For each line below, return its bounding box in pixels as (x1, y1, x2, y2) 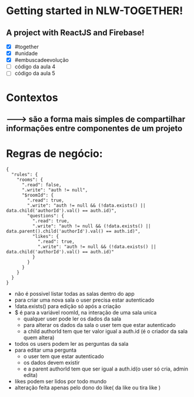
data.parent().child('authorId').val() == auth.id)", (6, 228, 141, 234)
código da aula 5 (14, 70, 56, 77)
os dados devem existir (23, 359, 80, 366)
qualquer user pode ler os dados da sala (23, 315, 122, 322)
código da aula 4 (14, 63, 56, 70)
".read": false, (21, 181, 62, 188)
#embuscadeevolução (14, 57, 69, 64)
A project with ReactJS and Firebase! (6, 28, 145, 38)
